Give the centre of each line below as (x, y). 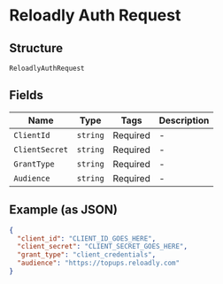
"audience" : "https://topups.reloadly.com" (98, 263)
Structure (36, 48)
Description (184, 120)
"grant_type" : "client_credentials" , (87, 255)
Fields (27, 95)
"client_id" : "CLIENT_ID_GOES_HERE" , (87, 238)
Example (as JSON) (63, 210)
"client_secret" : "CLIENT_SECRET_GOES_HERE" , (103, 247)
